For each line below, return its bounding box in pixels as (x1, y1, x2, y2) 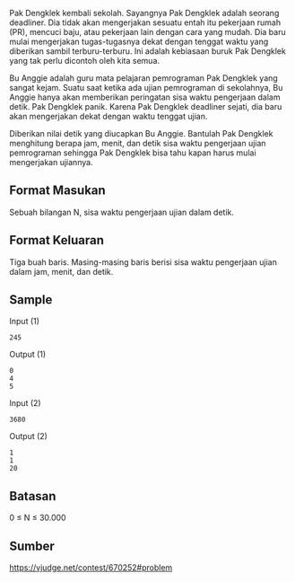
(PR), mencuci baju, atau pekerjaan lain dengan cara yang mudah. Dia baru (9, 27, 286, 37)
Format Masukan (9, 183, 106, 198)
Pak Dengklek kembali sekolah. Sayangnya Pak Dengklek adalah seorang (9, 8, 280, 18)
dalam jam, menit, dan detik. (9, 266, 114, 277)
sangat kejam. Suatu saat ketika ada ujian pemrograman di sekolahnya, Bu (9, 83, 283, 93)
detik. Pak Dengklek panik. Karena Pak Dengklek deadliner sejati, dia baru (9, 101, 282, 111)
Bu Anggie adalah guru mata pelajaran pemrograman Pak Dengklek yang (9, 73, 278, 84)
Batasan (9, 489, 56, 504)
